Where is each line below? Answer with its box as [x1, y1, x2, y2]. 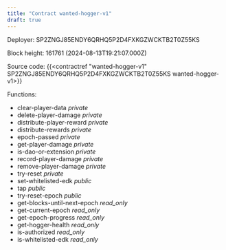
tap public [16, 184, 46, 192]
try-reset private [16, 169, 64, 178]
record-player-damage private [16, 154, 104, 163]
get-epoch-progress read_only [16, 213, 105, 221]
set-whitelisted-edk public [16, 176, 92, 185]
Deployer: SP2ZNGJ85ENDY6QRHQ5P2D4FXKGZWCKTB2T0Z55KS [7, 35, 201, 43]
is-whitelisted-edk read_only [16, 235, 98, 243]
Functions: [7, 90, 37, 98]
